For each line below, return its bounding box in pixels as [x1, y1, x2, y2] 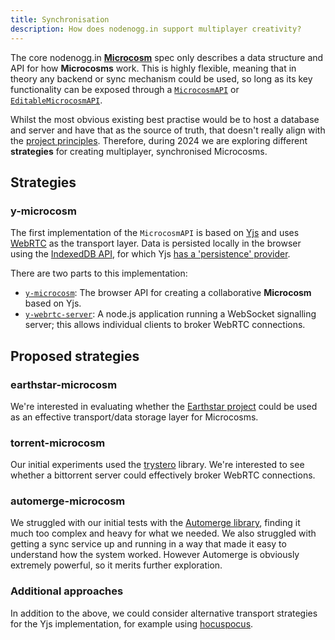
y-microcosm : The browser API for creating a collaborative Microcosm [24, 287, 312, 299]
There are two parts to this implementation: [10, 267, 188, 280]
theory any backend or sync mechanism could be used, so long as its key [10, 72, 313, 85]
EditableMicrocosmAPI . [10, 94, 103, 106]
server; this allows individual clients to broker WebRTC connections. [24, 319, 306, 331]
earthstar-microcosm [10, 377, 118, 391]
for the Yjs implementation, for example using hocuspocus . [10, 617, 254, 630]
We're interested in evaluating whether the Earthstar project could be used [10, 400, 318, 412]
